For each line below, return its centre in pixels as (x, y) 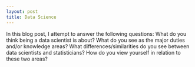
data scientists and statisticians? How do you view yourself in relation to (93, 52)
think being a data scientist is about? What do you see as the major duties (96, 40)
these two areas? (27, 59)
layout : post (22, 11)
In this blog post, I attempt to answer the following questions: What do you (96, 33)
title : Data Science (32, 17)
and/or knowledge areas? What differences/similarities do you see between (98, 46)
